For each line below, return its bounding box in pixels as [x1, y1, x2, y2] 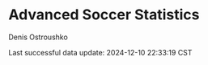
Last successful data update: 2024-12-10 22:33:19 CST [8, 47, 193, 57]
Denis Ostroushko [8, 32, 69, 42]
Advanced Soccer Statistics [8, 6, 200, 24]
